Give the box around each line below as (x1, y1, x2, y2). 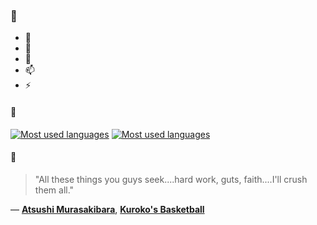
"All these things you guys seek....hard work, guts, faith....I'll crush (34, 173, 308, 185)
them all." (34, 184, 75, 196)
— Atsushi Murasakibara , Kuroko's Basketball (10, 203, 205, 215)
